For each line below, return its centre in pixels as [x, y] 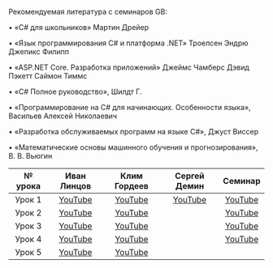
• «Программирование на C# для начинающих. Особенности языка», [130, 107]
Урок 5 [28, 252]
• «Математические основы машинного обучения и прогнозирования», [133, 147]
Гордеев [132, 186]
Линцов [76, 186]
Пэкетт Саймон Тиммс [48, 76]
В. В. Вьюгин [30, 156]
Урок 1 [28, 200]
